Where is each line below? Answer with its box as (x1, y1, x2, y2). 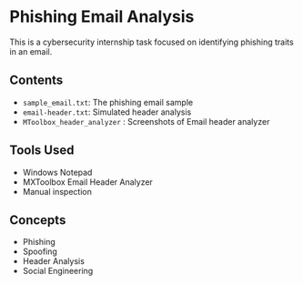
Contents (9, 73, 64, 88)
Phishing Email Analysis (9, 6, 195, 27)
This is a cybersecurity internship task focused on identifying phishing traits (9, 36, 294, 47)
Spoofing (22, 246, 57, 257)
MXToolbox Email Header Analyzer (22, 176, 153, 188)
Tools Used (9, 143, 75, 158)
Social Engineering (22, 266, 94, 277)
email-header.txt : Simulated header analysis (22, 107, 192, 117)
